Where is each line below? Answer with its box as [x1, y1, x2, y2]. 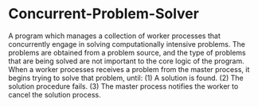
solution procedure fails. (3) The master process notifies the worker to [8, 81, 239, 91]
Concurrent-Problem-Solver [8, 5, 199, 23]
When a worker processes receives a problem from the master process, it [8, 64, 250, 74]
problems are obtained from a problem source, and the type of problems [8, 48, 246, 57]
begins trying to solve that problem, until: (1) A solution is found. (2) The [8, 73, 244, 82]
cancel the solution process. [8, 90, 101, 99]
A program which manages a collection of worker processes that [8, 31, 221, 40]
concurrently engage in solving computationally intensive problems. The [8, 39, 245, 48]
